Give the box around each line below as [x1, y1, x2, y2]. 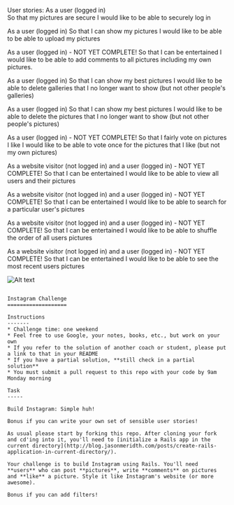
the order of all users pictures [7, 234, 93, 242]
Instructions [7, 314, 45, 321]
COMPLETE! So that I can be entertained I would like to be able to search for [7, 198, 227, 206]
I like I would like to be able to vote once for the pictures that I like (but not [7, 141, 220, 149]
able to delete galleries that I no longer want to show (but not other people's [7, 84, 226, 92]
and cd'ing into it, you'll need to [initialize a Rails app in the [7, 436, 211, 443]
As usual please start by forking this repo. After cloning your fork [7, 430, 217, 437]
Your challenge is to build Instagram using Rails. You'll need [7, 461, 198, 468]
